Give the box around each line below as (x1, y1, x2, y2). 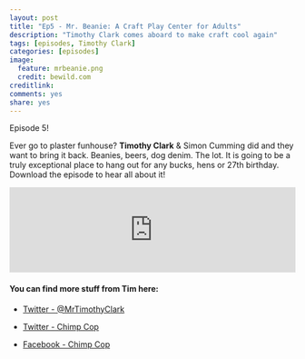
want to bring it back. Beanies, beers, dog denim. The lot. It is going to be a (9, 150, 290, 161)
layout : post (9, 13, 59, 23)
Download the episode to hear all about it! (9, 169, 166, 180)
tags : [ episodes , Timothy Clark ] (9, 38, 136, 48)
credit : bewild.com (17, 73, 92, 82)
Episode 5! (9, 123, 50, 134)
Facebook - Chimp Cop (22, 338, 111, 350)
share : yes (9, 97, 51, 107)
